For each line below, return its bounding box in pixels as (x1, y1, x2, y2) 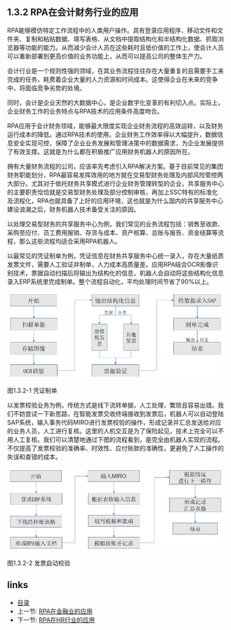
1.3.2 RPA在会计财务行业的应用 (7, 6, 139, 19)
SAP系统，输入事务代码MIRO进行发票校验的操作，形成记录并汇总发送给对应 (7, 418, 221, 426)
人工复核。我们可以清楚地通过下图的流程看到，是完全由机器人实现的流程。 (12, 435, 224, 443)
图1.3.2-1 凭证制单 (7, 386, 58, 395)
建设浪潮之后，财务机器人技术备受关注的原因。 (7, 205, 140, 213)
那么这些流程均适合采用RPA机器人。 (19, 237, 122, 245)
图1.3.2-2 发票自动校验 (7, 558, 71, 567)
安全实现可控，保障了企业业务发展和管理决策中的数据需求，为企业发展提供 (12, 138, 224, 147)
